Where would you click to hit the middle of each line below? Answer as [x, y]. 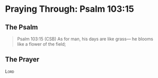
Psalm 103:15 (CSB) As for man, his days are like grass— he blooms [85, 39]
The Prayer [22, 60]
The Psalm [22, 27]
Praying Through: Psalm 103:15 [70, 9]
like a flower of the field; [41, 44]
